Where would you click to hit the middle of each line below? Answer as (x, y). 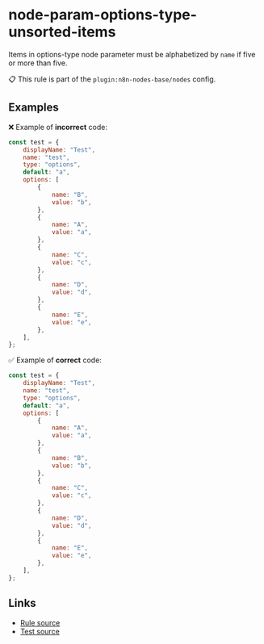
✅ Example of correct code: (55, 360)
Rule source (40, 622)
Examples (34, 108)
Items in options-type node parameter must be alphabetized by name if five (132, 54)
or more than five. (38, 63)
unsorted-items (62, 32)
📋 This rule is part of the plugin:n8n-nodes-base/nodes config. (112, 79)
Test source (40, 631)
